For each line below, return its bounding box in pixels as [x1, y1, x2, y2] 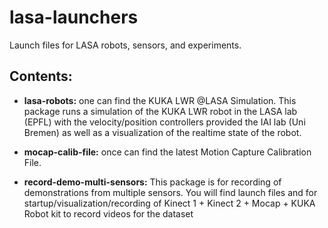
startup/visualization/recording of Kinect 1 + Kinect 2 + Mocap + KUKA [23, 197, 316, 209]
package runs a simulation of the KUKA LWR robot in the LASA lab [23, 105, 298, 117]
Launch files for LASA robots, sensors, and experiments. [9, 39, 242, 51]
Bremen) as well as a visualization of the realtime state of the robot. [23, 126, 302, 138]
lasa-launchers [9, 6, 139, 29]
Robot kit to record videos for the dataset [23, 207, 194, 220]
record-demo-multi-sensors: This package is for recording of [23, 176, 282, 188]
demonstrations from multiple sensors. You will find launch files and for [23, 186, 318, 198]
